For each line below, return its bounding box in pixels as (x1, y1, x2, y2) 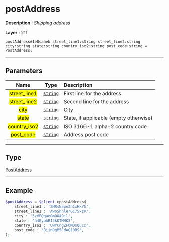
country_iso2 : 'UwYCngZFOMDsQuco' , (14, 223, 92, 228)
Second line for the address (63, 98, 129, 105)
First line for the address (63, 90, 122, 97)
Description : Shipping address (5, 20, 70, 26)
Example (5, 186, 33, 195)
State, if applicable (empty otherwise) (63, 114, 153, 122)
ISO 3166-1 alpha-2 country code (63, 123, 147, 130)
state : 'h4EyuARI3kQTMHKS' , (14, 218, 75, 223)
